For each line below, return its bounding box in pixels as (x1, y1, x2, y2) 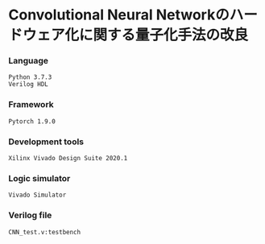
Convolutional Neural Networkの (8, 6, 230, 24)
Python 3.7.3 (8, 73, 52, 81)
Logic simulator (8, 173, 71, 184)
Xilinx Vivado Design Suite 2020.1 (8, 155, 128, 163)
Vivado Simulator (8, 191, 67, 200)
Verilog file (8, 209, 52, 221)
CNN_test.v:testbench (8, 228, 81, 236)
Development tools (8, 136, 85, 147)
